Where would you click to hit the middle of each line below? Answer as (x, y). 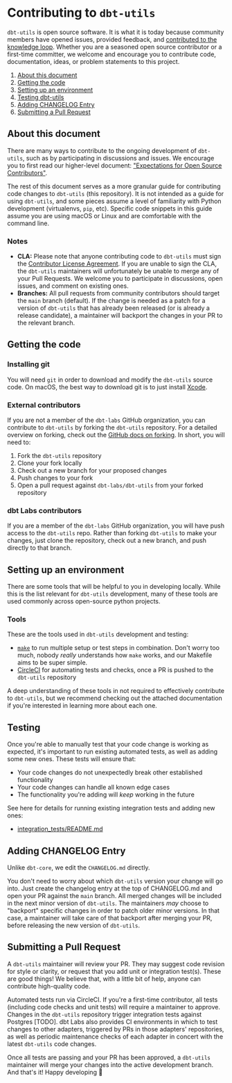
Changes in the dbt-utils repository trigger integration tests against (105, 1014)
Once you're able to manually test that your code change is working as (108, 744)
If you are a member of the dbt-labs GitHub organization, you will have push (116, 526)
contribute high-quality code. (49, 986)
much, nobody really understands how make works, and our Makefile (115, 655)
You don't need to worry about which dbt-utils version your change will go (115, 881)
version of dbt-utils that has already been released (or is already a (113, 308)
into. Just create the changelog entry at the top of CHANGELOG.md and (110, 888)
